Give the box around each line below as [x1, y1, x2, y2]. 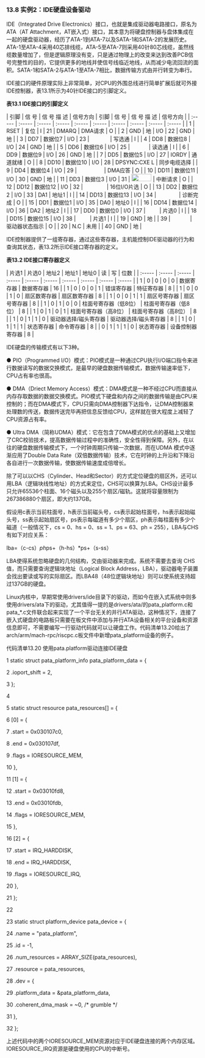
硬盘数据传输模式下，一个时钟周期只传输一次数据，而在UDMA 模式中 [16, 444, 190, 452]
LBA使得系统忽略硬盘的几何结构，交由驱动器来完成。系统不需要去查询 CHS [6, 557, 195, 565]
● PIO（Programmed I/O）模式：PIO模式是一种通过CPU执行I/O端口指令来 [6, 357, 193, 364]
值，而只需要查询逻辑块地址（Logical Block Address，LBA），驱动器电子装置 [6, 565, 198, 572]
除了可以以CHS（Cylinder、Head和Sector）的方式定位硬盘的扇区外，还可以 [6, 472, 197, 480]
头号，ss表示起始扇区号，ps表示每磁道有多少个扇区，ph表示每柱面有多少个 [6, 516, 196, 523]
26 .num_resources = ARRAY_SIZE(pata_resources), [6, 954, 137, 961]
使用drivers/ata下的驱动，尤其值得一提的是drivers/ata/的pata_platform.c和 [6, 601, 193, 608]
